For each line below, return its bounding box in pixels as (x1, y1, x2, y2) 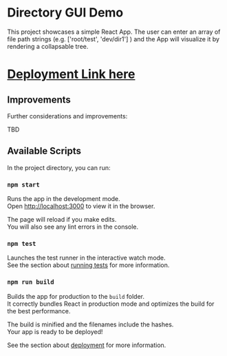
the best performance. (7, 306, 71, 315)
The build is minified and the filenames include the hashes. (7, 320, 174, 328)
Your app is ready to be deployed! (7, 327, 103, 335)
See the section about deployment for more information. (7, 341, 166, 349)
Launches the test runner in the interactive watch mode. (7, 253, 166, 262)
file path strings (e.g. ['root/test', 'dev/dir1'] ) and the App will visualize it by (7, 34, 220, 43)
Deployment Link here (7, 67, 136, 82)
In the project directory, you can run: (7, 163, 111, 171)
